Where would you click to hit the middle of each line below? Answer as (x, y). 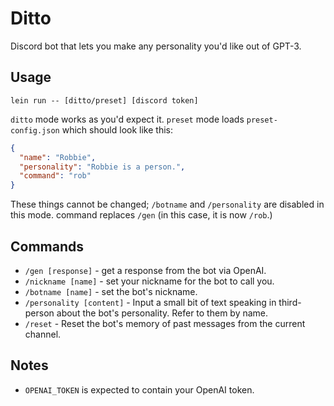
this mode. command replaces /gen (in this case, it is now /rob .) (141, 215)
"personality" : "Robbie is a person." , (102, 167)
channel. (43, 334)
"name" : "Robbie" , (58, 157)
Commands (47, 246)
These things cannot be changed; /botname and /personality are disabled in (167, 204)
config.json (35, 130)
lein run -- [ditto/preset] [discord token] (104, 100)
